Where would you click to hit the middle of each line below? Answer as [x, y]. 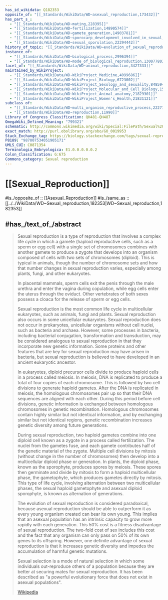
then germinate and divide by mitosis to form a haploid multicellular [87, 473]
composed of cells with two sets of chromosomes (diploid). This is [86, 258]
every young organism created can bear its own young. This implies [87, 514]
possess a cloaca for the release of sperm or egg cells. [74, 299]
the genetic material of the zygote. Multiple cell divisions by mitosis [87, 451]
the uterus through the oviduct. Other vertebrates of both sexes [83, 294]
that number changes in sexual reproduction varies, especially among [89, 268]
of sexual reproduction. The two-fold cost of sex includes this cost [86, 530]
